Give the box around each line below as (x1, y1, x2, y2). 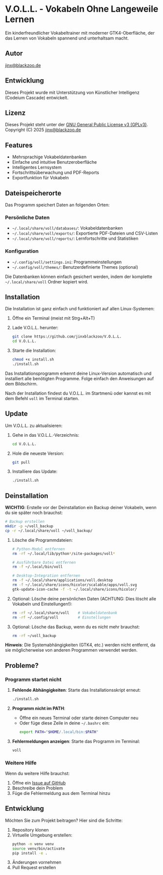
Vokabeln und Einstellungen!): (12, 601, 72, 607)
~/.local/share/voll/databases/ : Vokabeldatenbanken (12, 225, 123, 231)
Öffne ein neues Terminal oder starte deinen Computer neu (19, 715, 139, 721)
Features (5, 141, 33, 149)
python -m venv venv (12, 841, 54, 846)
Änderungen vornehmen (12, 859, 62, 865)
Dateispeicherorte (5, 189, 62, 197)
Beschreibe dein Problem (12, 785, 63, 791)
